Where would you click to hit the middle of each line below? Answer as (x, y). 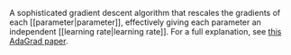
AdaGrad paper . (39, 41)
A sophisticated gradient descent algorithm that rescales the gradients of (145, 13)
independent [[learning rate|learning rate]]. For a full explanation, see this (145, 31)
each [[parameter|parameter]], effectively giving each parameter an (135, 22)
